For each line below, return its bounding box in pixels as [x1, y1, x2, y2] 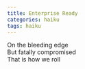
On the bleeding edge [7, 41, 69, 49]
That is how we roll [7, 55, 60, 64]
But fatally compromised [7, 48, 77, 56]
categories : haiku [7, 16, 60, 23]
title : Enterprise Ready [7, 9, 78, 17]
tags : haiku [7, 22, 41, 29]
